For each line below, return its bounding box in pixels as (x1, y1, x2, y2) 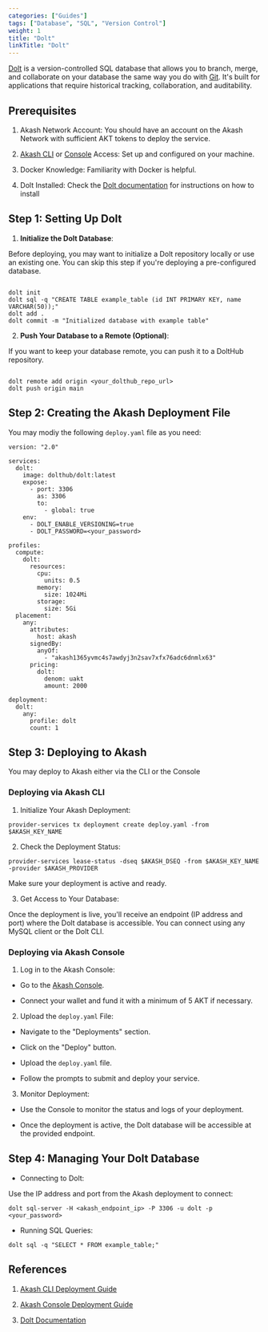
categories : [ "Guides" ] (8, 11, 88, 20)
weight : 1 (8, 26, 42, 35)
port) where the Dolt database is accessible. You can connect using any (8, 918, 246, 928)
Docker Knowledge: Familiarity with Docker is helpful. (19, 164, 197, 174)
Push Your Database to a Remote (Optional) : (19, 331, 170, 340)
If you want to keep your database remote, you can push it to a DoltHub (8, 346, 244, 355)
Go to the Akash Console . (19, 980, 105, 989)
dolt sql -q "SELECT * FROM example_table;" (8, 1241, 159, 1249)
